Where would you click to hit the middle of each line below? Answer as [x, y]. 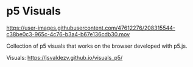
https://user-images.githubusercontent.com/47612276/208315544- [91, 28]
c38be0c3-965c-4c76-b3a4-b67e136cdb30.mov [68, 34]
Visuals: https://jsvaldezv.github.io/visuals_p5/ [65, 57]
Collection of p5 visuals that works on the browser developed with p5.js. [97, 46]
